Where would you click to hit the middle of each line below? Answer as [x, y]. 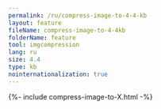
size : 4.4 [25, 60]
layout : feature [35, 23]
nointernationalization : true [58, 74]
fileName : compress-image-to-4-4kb [67, 30]
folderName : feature [42, 38]
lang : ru [23, 52]
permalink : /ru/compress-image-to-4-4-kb [78, 15]
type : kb [23, 67]
